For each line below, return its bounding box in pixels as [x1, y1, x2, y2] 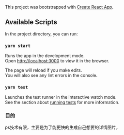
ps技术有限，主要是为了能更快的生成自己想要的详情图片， [5, 124, 120, 130]
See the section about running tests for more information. [5, 99, 120, 105]
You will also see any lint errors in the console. [5, 73, 98, 78]
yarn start [5, 43, 31, 48]
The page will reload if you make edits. [5, 67, 82, 73]
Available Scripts [5, 18, 57, 26]
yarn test [5, 85, 28, 90]
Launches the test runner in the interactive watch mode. [5, 94, 117, 100]
